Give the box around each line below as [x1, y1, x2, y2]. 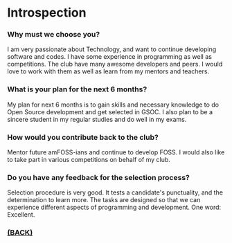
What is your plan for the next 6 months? [7, 84, 148, 94]
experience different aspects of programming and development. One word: [7, 203, 222, 212]
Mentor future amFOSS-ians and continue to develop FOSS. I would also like [7, 148, 225, 156]
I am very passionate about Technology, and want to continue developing [7, 45, 217, 53]
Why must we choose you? [7, 30, 100, 39]
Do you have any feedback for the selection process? [7, 173, 190, 182]
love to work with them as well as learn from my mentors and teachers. [7, 67, 210, 75]
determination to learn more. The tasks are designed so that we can [7, 196, 201, 204]
